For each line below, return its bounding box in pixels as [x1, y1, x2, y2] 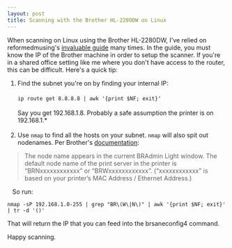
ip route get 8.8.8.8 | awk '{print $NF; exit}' [17, 95, 162, 102]
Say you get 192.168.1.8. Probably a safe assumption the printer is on [17, 109, 214, 117]
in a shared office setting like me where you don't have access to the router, [7, 58, 225, 66]
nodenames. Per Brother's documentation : [17, 138, 139, 146]
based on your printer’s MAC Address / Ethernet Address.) [24, 173, 192, 182]
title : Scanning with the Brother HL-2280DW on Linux [7, 17, 167, 24]
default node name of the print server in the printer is [24, 159, 178, 167]
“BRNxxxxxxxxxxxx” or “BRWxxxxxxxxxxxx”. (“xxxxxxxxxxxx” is [24, 166, 208, 175]
